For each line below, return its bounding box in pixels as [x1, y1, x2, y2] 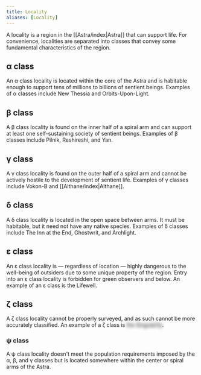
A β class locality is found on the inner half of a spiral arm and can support [6, 124, 192, 131]
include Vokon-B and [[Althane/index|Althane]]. [6, 182, 125, 190]
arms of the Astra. [6, 363, 51, 370]
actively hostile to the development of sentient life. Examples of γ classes [6, 176, 189, 183]
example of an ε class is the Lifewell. [6, 282, 98, 289]
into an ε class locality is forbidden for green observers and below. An [6, 275, 180, 282]
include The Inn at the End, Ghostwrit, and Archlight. [6, 228, 137, 236]
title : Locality [6, 8, 47, 15]
